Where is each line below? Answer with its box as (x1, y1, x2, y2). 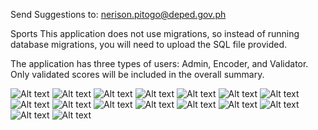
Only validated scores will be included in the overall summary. (10, 69, 265, 80)
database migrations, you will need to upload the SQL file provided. (10, 39, 288, 50)
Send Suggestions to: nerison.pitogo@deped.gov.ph (10, 9, 227, 20)
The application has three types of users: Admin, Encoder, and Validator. (10, 58, 309, 69)
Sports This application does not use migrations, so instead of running (10, 28, 300, 39)
